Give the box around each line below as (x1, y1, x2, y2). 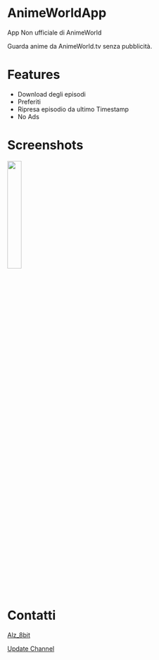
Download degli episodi (17, 90, 86, 98)
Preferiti (17, 97, 41, 106)
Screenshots (7, 137, 84, 153)
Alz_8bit (7, 630, 30, 639)
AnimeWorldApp (7, 5, 107, 21)
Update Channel (7, 644, 55, 653)
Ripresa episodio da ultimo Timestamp (17, 104, 129, 114)
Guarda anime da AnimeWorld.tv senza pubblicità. (7, 42, 153, 50)
